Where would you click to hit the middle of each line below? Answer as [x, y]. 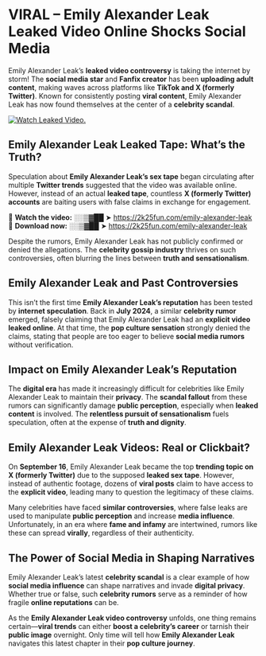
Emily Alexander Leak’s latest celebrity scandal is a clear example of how [129, 577]
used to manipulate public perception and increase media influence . [121, 516]
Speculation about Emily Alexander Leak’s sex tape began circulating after [131, 176]
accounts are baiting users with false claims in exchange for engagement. [130, 201]
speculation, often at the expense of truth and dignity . [97, 423]
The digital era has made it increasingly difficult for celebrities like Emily [126, 389]
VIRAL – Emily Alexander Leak [109, 15]
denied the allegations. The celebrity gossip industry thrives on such [122, 249]
